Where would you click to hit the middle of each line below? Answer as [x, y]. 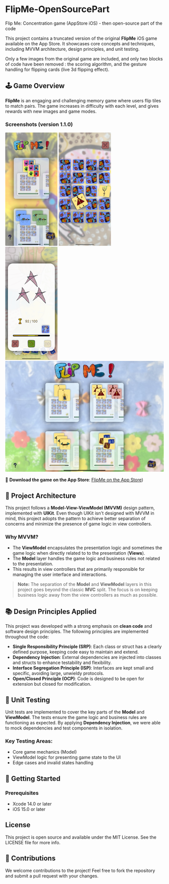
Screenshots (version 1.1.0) [39, 124]
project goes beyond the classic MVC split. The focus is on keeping [88, 590]
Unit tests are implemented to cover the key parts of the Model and [75, 712]
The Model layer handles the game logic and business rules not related [86, 559]
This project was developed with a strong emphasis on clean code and [79, 626]
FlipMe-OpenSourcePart [57, 9]
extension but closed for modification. [52, 684]
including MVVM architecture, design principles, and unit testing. [72, 49]
